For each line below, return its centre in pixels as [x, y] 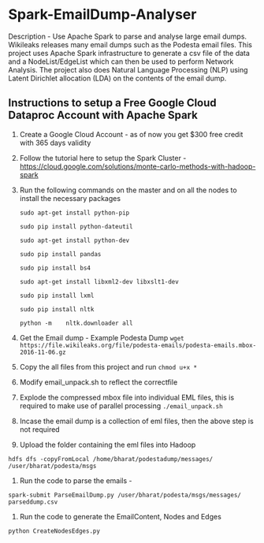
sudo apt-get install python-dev [74, 240]
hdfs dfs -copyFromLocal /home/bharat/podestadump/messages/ [111, 459]
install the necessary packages [70, 198]
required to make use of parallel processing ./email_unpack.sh [121, 405]
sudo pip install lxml [57, 296]
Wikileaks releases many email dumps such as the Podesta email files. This [130, 44]
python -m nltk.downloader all [76, 323]
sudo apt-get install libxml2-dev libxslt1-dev [99, 281]
